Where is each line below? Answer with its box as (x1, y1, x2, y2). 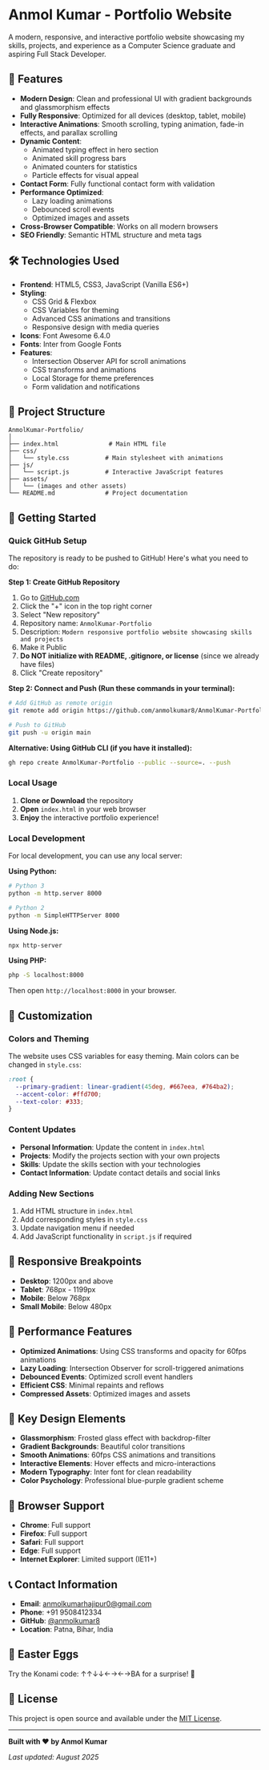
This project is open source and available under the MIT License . (8, 1713, 223, 1723)
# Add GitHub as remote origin (8, 699, 113, 707)
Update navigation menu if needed (19, 1222, 134, 1232)
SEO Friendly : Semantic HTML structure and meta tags (19, 230, 203, 240)
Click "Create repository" (19, 668, 103, 678)
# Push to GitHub (8, 721, 66, 729)
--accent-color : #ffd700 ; (15, 1090, 102, 1098)
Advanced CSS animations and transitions (31, 313, 171, 323)
